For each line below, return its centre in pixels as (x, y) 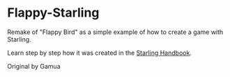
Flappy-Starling (53, 13)
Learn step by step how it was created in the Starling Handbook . (99, 53)
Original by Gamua (34, 66)
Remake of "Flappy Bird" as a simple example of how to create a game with (115, 32)
